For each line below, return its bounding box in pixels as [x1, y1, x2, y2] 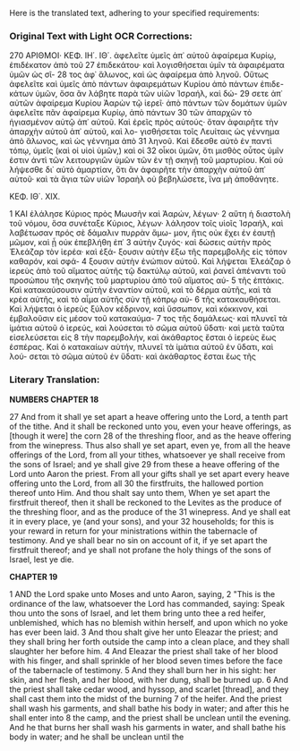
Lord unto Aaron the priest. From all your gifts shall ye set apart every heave [9, 468, 290, 479]
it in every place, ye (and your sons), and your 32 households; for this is [9, 516, 275, 526]
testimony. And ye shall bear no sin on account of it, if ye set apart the [9, 534, 268, 545]
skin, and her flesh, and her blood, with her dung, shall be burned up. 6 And [9, 674, 289, 685]
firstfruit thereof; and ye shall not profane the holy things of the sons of [9, 544, 271, 555]
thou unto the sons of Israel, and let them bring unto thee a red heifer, [9, 608, 266, 619]
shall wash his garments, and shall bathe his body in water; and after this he [9, 703, 289, 713]
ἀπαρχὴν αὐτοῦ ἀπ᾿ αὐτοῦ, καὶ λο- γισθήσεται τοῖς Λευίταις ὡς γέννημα [9, 126, 280, 137]
